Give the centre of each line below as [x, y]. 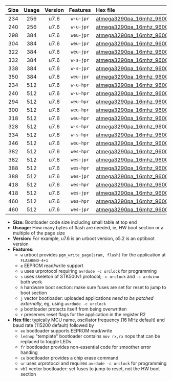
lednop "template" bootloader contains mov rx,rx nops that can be [90, 336]
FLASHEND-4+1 [34, 260]
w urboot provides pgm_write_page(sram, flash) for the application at [93, 255]
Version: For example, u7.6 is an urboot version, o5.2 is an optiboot [84, 239]
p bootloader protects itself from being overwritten [73, 309]
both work [31, 282]
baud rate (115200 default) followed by [53, 325]
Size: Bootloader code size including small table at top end [75, 222]
